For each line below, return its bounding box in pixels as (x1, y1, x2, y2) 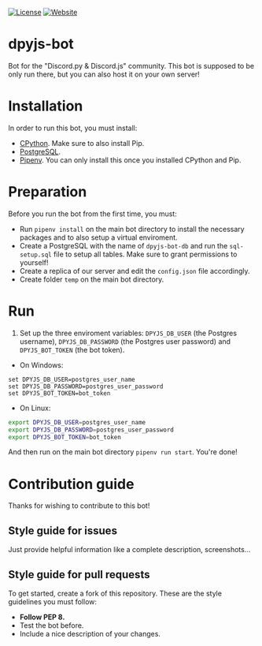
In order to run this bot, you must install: (8, 123, 138, 133)
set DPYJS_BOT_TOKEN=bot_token (8, 389, 111, 398)
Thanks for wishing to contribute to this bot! (8, 501, 150, 510)
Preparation (8, 183, 87, 201)
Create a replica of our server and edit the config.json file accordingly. (19, 266, 250, 275)
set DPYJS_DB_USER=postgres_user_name (8, 375, 135, 383)
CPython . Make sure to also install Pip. (19, 138, 145, 147)
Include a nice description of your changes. (19, 629, 161, 638)
